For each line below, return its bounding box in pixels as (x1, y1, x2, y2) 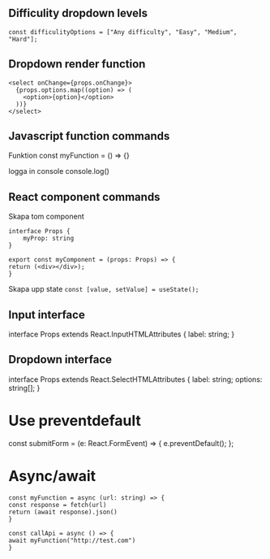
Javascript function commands (8, 129, 170, 143)
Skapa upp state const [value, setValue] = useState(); (8, 284, 199, 294)
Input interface (8, 308, 85, 322)
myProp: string (23, 235, 75, 243)
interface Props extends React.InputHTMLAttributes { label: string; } (8, 329, 235, 340)
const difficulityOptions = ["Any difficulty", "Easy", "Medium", (8, 28, 238, 36)
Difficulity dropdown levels (8, 6, 148, 20)
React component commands (8, 190, 161, 204)
